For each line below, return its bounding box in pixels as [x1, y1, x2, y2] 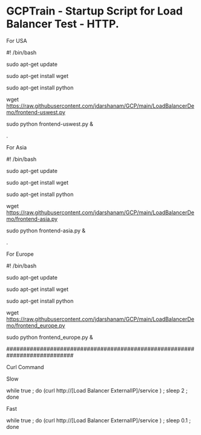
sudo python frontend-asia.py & [6, 227, 86, 234]
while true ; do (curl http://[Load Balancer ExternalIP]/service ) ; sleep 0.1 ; [6, 416, 191, 424]
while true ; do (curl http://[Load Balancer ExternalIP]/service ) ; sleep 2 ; [6, 387, 188, 394]
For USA [6, 37, 27, 44]
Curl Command [6, 363, 44, 370]
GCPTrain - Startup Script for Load [6, 4, 183, 18]
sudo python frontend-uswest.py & [6, 120, 94, 128]
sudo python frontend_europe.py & [6, 333, 93, 341]
